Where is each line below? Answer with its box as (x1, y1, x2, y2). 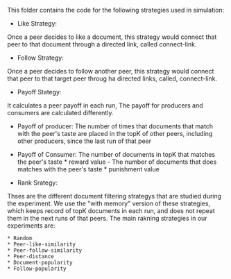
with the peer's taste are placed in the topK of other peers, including (17, 130, 213, 137)
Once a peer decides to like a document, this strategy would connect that (7, 33, 217, 41)
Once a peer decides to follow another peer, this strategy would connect (7, 67, 214, 75)
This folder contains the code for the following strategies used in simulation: (7, 6, 225, 14)
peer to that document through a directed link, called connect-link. (7, 40, 197, 48)
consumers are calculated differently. (7, 109, 114, 117)
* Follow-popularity (7, 265, 67, 272)
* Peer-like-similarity (7, 241, 76, 248)
